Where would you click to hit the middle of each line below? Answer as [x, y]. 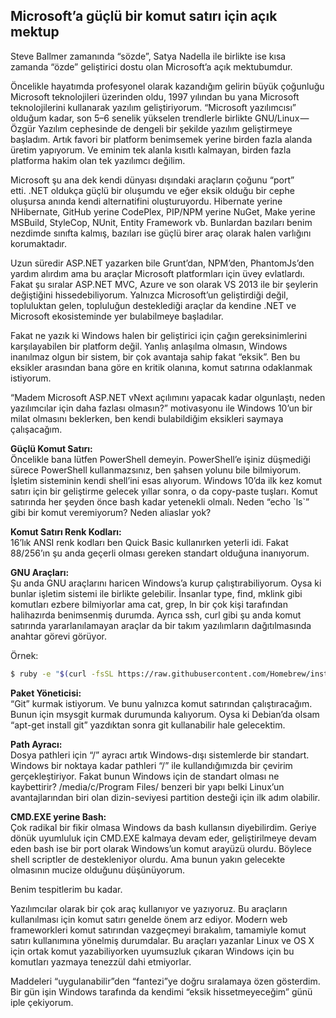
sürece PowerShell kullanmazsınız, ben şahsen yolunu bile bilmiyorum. [156, 470]
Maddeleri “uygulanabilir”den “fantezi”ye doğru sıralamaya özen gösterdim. [165, 981]
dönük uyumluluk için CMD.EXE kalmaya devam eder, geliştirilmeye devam [163, 838]
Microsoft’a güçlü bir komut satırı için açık [144, 16]
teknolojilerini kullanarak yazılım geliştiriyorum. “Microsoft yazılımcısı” [153, 107]
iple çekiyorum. [42, 1002]
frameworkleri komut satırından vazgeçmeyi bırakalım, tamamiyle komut [158, 930]
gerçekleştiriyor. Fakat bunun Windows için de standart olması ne [145, 776]
